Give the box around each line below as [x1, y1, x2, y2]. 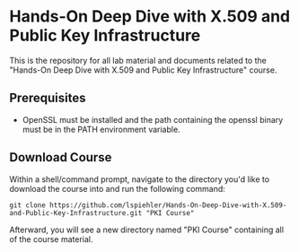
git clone [9, 200, 47, 210]
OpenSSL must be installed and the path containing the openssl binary [22, 114, 284, 125]
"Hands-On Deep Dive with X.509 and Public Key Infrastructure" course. [9, 65, 277, 75]
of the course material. [9, 233, 93, 244]
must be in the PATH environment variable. [22, 124, 181, 135]
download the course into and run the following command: [9, 183, 226, 194]
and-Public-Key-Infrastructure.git [9, 208, 143, 217]
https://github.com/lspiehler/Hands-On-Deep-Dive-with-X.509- [48, 200, 287, 210]
